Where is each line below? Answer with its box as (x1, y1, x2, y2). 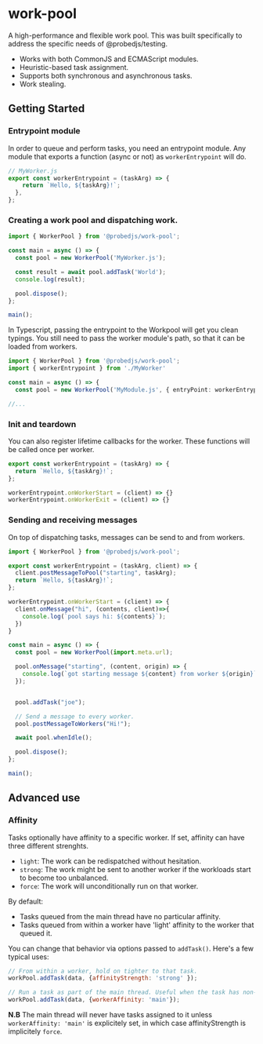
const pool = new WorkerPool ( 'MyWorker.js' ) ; (15, 254, 167, 262)
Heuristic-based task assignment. (19, 62, 129, 71)
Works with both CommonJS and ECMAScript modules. (19, 54, 199, 64)
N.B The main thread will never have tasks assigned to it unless (8, 1010, 213, 1020)
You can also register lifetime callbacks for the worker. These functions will (8, 436, 250, 446)
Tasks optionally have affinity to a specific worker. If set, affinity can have (8, 833, 245, 842)
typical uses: (8, 951, 49, 962)
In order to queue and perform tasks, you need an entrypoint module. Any (8, 143, 247, 153)
